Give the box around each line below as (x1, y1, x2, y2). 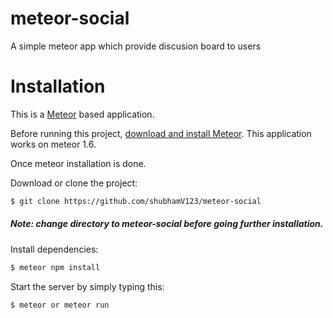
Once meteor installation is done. (10, 157, 147, 169)
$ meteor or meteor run (10, 300, 110, 310)
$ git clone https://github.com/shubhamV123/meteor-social (10, 196, 262, 206)
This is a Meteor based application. (10, 108, 155, 120)
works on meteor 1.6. (10, 138, 97, 150)
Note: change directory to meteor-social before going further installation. (10, 218, 324, 230)
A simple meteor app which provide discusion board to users (10, 40, 262, 52)
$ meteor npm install (10, 262, 101, 272)
